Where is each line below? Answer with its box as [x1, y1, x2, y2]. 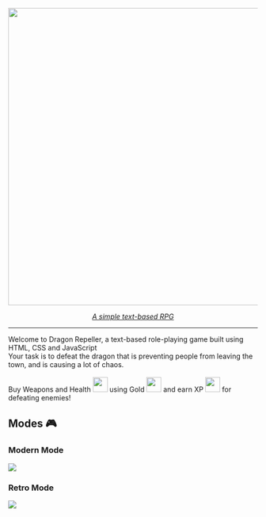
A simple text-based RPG [92, 312, 174, 321]
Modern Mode [8, 445, 64, 456]
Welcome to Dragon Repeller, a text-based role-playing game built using [8, 335, 244, 344]
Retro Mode [8, 482, 54, 493]
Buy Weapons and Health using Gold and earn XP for [8, 385, 232, 394]
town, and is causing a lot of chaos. [8, 360, 124, 369]
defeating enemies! [8, 393, 71, 402]
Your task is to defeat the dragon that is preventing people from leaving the [8, 351, 253, 361]
